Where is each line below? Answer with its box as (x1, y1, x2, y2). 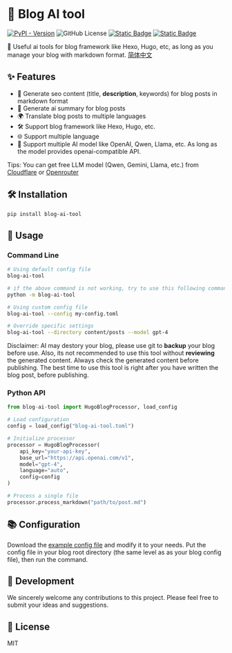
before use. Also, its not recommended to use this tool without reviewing (7, 349, 215, 358)
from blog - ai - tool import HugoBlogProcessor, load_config (7, 404, 177, 411)
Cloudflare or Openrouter (7, 168, 79, 176)
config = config (19, 474, 60, 480)
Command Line (7, 250, 59, 260)
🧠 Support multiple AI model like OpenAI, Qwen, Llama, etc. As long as (17, 139, 217, 148)
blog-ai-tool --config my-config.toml (7, 310, 119, 317)
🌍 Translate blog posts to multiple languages (17, 112, 146, 120)
